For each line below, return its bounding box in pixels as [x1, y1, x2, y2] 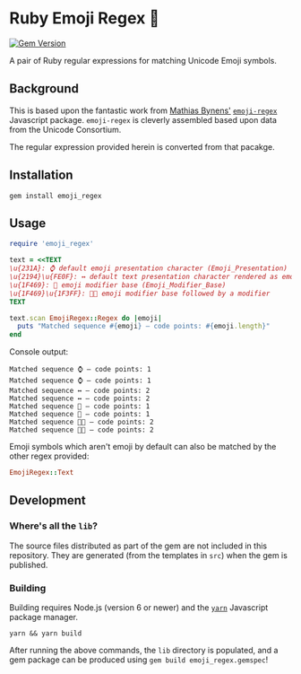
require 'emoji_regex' [9, 240, 94, 249]
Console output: [9, 346, 69, 357]
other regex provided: [9, 451, 90, 461]
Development [9, 493, 87, 508]
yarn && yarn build [9, 628, 82, 638]
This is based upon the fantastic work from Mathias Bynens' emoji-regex [9, 105, 278, 116]
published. [9, 559, 48, 570]
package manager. [9, 611, 79, 622]
